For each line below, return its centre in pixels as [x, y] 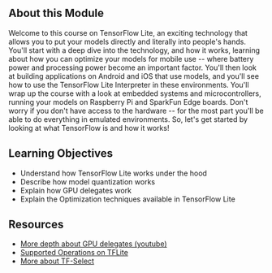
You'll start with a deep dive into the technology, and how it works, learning [134, 50]
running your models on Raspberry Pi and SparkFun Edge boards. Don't [128, 102]
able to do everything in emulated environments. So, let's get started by [128, 119]
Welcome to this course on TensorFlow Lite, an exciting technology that [128, 32]
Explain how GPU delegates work [76, 190]
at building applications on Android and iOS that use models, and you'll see [134, 76]
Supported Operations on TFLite [74, 253]
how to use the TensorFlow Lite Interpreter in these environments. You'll [129, 84]
